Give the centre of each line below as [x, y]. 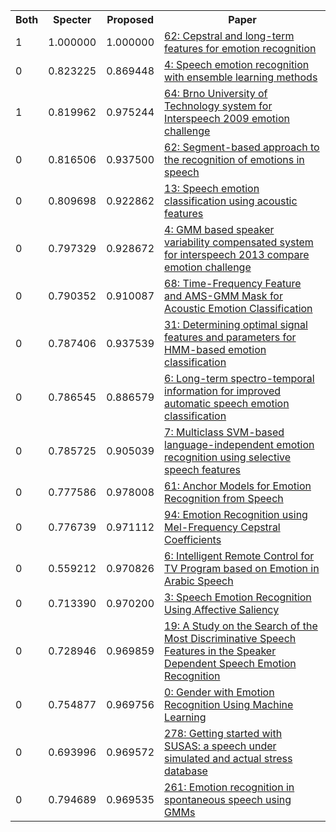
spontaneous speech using [228, 799]
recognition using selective [228, 457]
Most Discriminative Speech [230, 638]
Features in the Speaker [220, 651]
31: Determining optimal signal [236, 324]
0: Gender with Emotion [219, 692]
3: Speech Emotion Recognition [238, 597]
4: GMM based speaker [219, 229]
